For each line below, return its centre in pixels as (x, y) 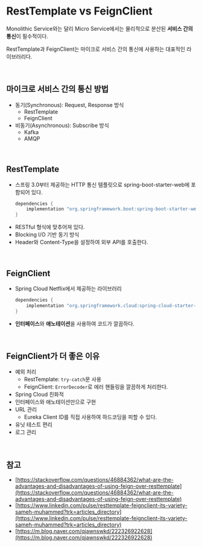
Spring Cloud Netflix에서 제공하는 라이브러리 (68, 289)
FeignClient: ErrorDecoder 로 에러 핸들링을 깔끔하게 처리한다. (96, 387)
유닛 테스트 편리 (33, 425)
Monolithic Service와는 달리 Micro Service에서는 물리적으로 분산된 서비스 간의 (99, 28)
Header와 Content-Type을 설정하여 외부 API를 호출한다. (82, 242)
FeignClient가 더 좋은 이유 (53, 356)
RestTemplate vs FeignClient (79, 11)
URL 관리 (26, 410)
